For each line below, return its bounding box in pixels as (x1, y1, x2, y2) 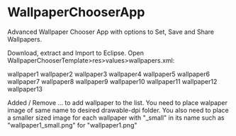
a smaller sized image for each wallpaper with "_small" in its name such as (7, 113, 225, 122)
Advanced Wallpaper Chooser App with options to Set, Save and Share (7, 27, 215, 36)
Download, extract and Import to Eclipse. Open (7, 49, 144, 57)
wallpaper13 (7, 85, 43, 93)
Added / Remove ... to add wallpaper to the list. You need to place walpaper (7, 98, 228, 106)
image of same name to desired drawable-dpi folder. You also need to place (7, 106, 229, 114)
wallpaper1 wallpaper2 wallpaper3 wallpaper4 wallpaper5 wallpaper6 (7, 70, 210, 78)
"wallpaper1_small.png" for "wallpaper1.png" (7, 120, 137, 129)
